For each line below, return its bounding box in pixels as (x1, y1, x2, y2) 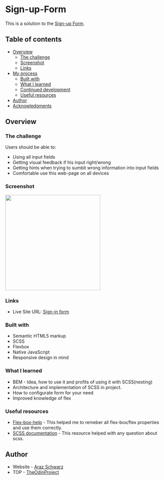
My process (12, 70, 38, 76)
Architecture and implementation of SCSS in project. (12, 384, 122, 390)
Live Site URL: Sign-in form (12, 309, 69, 315)
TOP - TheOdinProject (12, 469, 59, 475)
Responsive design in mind (12, 354, 69, 361)
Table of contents (5, 35, 62, 44)
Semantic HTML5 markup (12, 333, 66, 339)
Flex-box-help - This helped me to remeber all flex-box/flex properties (12, 419, 159, 425)
